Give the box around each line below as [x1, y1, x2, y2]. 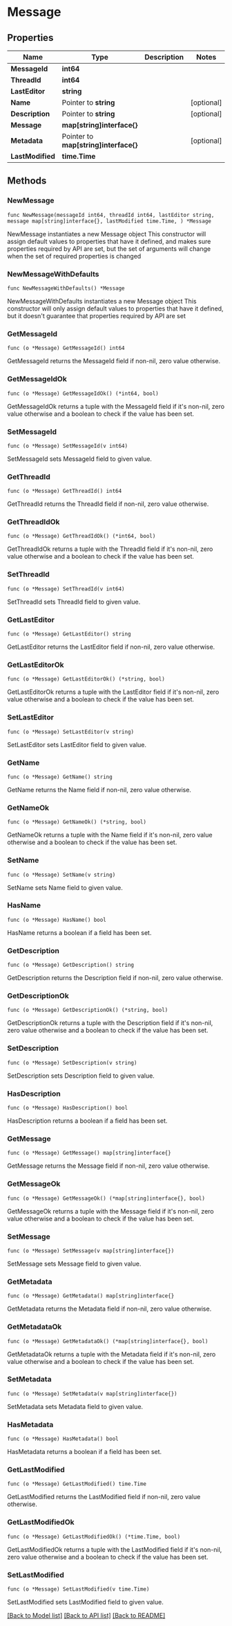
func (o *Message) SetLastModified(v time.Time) [7, 1586, 150, 1593]
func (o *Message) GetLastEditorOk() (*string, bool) [7, 676, 166, 683]
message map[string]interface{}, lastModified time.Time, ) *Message [7, 218, 212, 225]
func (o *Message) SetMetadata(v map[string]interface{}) [7, 1390, 177, 1397]
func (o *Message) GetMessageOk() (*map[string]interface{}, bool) [7, 1195, 206, 1202]
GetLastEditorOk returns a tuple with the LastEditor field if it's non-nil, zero [7, 688, 220, 697]
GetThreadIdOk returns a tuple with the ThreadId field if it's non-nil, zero [7, 545, 213, 553]
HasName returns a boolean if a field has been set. [7, 928, 152, 936]
